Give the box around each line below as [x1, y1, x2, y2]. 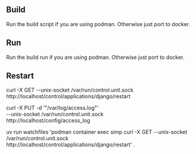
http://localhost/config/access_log [6, 117, 90, 124]
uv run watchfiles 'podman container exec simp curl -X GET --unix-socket [6, 128, 188, 136]
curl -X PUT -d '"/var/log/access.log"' [6, 104, 99, 112]
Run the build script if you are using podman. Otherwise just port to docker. [6, 20, 191, 27]
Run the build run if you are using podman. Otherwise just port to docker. [6, 54, 185, 61]
